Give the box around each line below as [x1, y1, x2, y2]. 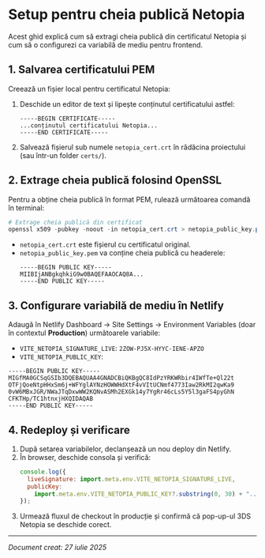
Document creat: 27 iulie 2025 [8, 543, 107, 552]
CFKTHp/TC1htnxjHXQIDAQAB [8, 395, 93, 403]
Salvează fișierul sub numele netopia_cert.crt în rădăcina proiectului [19, 142, 246, 152]
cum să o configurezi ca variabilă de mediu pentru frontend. [8, 40, 203, 49]
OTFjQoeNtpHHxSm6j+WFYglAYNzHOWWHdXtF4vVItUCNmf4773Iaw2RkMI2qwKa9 [8, 381, 235, 389]
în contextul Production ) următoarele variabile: [8, 328, 161, 337]
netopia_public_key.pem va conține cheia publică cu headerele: [19, 248, 226, 258]
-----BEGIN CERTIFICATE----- [19, 115, 116, 123]
